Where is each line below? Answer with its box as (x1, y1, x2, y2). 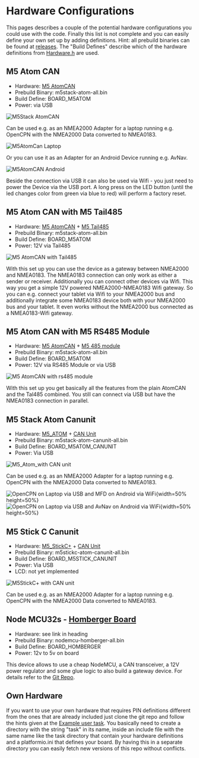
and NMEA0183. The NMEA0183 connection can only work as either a (6, 271, 177, 279)
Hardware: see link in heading (14, 630, 88, 638)
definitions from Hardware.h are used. (6, 49, 99, 56)
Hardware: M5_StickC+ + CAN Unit (14, 543, 101, 549)
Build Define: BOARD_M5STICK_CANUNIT (14, 555, 118, 562)
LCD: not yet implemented (14, 568, 79, 575)
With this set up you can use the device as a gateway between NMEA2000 (6, 265, 189, 272)
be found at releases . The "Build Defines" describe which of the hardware (6, 43, 187, 50)
